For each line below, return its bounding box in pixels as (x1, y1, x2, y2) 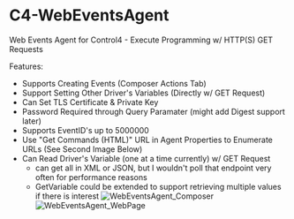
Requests (9, 43, 44, 54)
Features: (9, 61, 44, 72)
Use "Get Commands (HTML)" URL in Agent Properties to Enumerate (21, 134, 274, 145)
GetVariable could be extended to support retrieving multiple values (34, 181, 282, 192)
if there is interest (34, 191, 100, 201)
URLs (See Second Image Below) (21, 143, 143, 155)
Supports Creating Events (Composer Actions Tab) (21, 78, 207, 88)
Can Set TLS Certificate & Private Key (21, 96, 159, 107)
